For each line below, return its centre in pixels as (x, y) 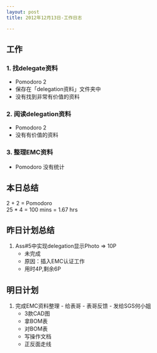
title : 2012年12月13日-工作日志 (44, 18)
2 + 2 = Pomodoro (29, 203)
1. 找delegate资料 (32, 68)
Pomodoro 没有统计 (40, 167)
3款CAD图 (37, 314)
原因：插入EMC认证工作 (54, 261)
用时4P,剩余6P (42, 269)
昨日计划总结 (31, 230)
